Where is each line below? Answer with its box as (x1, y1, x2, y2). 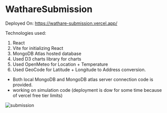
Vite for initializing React (12, 45, 63, 51)
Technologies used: (5, 30, 47, 36)
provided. (12, 82, 33, 88)
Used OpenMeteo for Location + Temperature (12, 61, 108, 67)
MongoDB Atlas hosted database (12, 50, 82, 56)
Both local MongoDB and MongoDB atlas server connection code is (12, 76, 153, 82)
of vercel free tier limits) (12, 92, 63, 98)
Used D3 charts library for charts (12, 55, 81, 62)
